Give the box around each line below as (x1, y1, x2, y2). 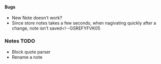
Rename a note (11, 54, 43, 60)
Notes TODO (4, 37, 35, 44)
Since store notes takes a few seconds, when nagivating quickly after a (11, 20, 156, 26)
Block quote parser (11, 49, 51, 55)
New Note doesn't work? (11, 15, 63, 21)
